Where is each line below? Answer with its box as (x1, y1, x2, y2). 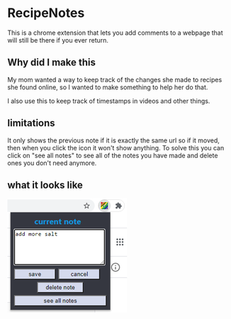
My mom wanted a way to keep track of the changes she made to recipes (7, 75, 222, 84)
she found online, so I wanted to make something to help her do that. (7, 83, 208, 91)
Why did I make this (7, 57, 96, 69)
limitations (7, 117, 55, 129)
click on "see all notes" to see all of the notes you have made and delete (7, 151, 218, 159)
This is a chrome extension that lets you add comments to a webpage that (7, 28, 223, 37)
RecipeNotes (7, 5, 85, 21)
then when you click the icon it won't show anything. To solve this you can (7, 143, 225, 152)
